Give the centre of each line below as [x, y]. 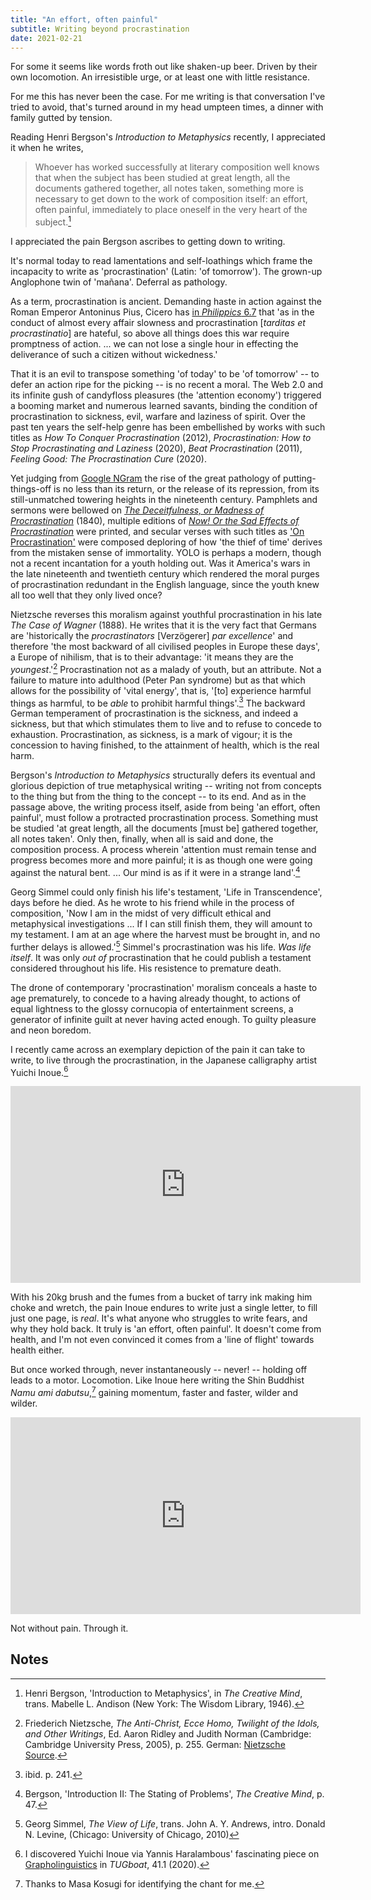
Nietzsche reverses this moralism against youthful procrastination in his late [166, 615]
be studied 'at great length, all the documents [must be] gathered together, [164, 828]
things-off [31, 489]
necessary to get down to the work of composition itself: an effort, [171, 199]
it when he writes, [47, 148]
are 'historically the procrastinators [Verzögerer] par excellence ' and [152, 636]
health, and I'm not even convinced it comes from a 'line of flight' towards [162, 1340]
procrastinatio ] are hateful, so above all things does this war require [150, 333]
